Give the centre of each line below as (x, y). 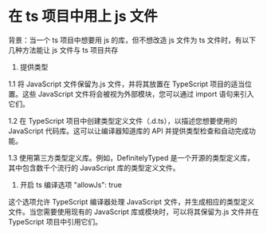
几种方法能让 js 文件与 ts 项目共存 (63, 50)
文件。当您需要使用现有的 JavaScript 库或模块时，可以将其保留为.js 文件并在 (133, 212)
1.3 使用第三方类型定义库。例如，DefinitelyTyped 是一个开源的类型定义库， (132, 157)
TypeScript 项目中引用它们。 (55, 221)
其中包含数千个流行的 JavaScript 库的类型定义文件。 (94, 168)
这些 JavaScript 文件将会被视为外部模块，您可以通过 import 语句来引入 (138, 93)
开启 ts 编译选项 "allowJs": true (71, 184)
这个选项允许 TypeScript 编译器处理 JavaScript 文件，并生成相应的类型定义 (132, 201)
